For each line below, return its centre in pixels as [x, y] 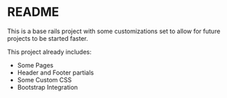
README [33, 12]
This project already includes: [49, 52]
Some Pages [35, 65]
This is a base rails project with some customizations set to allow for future [114, 31]
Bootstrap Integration [47, 87]
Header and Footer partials [55, 72]
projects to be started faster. [48, 38]
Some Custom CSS [44, 79]
